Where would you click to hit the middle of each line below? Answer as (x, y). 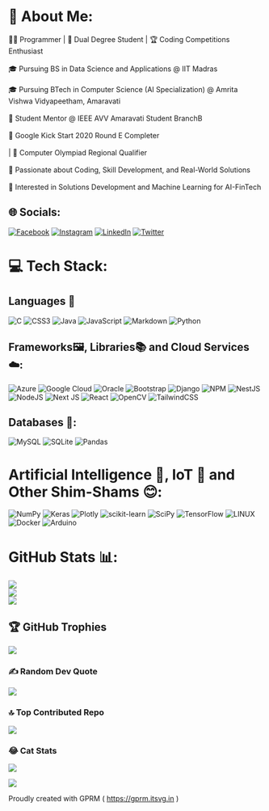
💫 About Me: (51, 17)
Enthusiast (26, 51)
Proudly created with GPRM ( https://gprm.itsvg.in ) (94, 798)
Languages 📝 (42, 301)
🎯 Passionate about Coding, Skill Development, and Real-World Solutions (130, 170)
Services (227, 347)
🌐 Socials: (35, 212)
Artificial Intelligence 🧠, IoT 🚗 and (122, 474)
